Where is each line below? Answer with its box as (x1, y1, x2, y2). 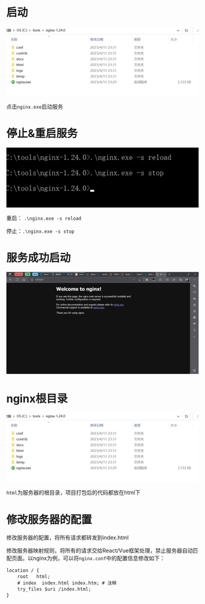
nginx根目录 (6, 391, 68, 406)
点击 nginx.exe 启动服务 (6, 103, 63, 111)
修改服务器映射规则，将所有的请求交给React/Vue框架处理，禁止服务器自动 (6, 547, 193, 555)
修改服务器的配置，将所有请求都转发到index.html (6, 534, 129, 541)
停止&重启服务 (6, 126, 78, 140)
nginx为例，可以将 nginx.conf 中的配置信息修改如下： (32, 555, 165, 562)
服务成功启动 (6, 251, 71, 264)
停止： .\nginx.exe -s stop (6, 227, 75, 235)
